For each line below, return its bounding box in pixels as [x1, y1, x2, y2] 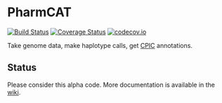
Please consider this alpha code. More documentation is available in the [7, 80, 216, 89]
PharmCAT [7, 4, 72, 20]
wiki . [7, 87, 21, 96]
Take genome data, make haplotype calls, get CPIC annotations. [7, 41, 193, 49]
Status [7, 61, 37, 74]
